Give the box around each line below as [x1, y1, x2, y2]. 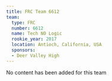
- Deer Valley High [11, 53, 60, 59]
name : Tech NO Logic [11, 31, 62, 37]
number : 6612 [11, 25, 44, 31]
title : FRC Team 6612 [6, 8, 60, 15]
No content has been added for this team [6, 69, 107, 76]
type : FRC [11, 20, 36, 25]
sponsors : [11, 47, 36, 53]
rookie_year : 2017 [11, 36, 57, 42]
